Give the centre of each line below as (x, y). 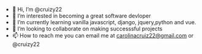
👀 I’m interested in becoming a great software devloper (81, 16)
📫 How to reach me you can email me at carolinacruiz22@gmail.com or (103, 35)
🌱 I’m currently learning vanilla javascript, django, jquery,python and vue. (104, 22)
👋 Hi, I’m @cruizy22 (37, 9)
